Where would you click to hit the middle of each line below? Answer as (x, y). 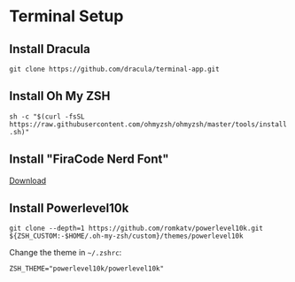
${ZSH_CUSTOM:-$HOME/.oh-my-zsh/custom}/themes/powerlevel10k (126, 236)
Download (28, 180)
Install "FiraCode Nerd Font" (89, 160)
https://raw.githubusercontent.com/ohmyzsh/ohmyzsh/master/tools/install (148, 124)
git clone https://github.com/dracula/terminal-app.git (114, 69)
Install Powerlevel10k (69, 208)
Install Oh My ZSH (60, 96)
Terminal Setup (66, 16)
